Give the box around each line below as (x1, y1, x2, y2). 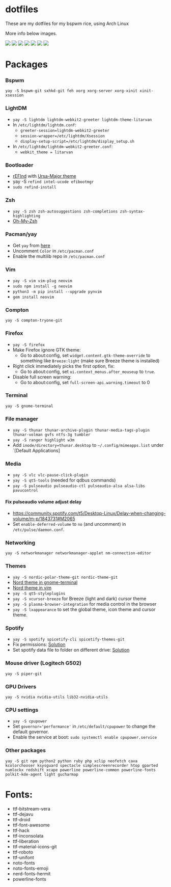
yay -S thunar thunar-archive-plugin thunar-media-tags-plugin (12, 428, 150, 433)
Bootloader (5, 162, 34, 169)
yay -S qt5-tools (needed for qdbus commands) (12, 477, 116, 483)
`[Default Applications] (12, 447, 60, 454)
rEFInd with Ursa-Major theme (12, 173, 76, 179)
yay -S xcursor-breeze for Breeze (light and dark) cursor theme (12, 596, 147, 602)
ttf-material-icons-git (12, 843, 57, 849)
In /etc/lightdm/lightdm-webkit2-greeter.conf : (12, 143, 113, 149)
